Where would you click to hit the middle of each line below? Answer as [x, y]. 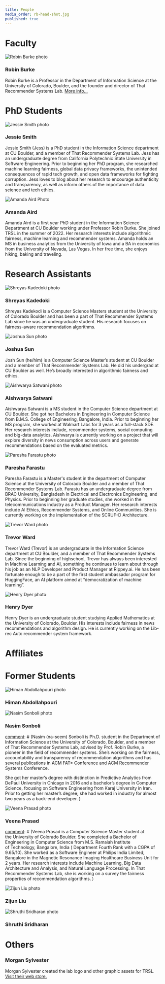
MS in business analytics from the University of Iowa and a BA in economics [82, 244]
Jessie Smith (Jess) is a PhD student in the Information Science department [82, 148]
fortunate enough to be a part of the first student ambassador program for [80, 574]
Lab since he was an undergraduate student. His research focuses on [76, 322]
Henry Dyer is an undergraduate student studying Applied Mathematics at [80, 618]
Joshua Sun [20, 349]
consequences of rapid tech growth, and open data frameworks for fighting [82, 174]
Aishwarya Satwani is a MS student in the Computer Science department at [82, 408]
